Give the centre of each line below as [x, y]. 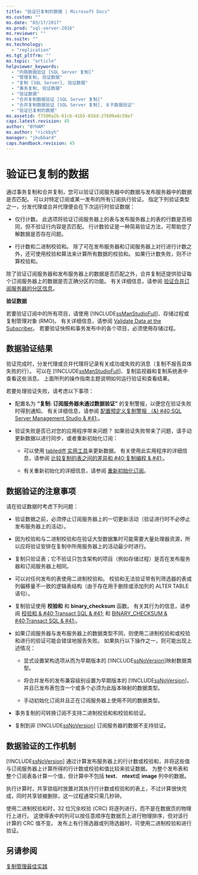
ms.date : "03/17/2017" [34, 22]
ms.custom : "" [24, 17]
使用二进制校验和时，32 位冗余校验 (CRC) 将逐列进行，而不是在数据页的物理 [99, 808]
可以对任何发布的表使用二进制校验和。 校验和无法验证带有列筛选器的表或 [103, 579]
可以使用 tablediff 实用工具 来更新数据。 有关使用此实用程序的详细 [103, 451]
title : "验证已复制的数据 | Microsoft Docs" [58, 12]
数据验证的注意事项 [41, 491]
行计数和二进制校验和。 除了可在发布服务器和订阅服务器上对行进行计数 [100, 246]
